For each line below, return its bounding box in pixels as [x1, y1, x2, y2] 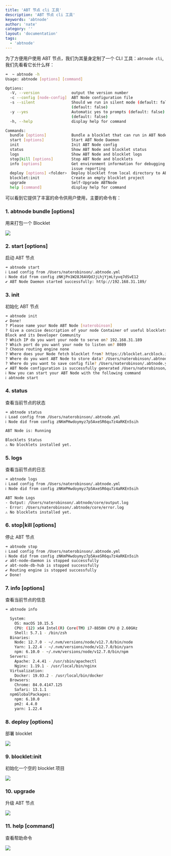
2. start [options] [5, 243, 48, 250]
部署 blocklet [5, 730, 33, 736]
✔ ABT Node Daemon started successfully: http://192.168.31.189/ [5, 279, 147, 284]
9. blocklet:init [5, 753, 42, 760]
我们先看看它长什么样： [5, 62, 54, 68]
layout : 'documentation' [5, 31, 58, 36]
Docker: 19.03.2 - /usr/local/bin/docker [14, 673, 103, 678]
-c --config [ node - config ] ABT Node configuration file [10, 95, 133, 100]
